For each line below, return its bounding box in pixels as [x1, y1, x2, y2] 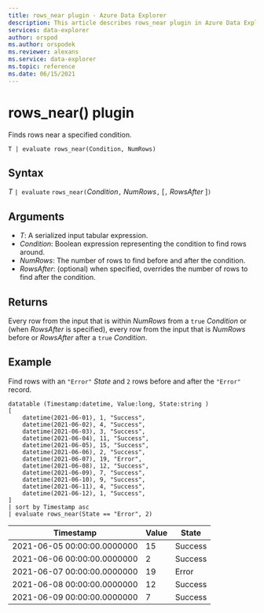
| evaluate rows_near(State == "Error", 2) [8, 510, 153, 518]
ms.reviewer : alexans [8, 48, 79, 56]
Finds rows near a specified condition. [8, 130, 132, 139]
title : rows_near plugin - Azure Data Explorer [8, 11, 167, 20]
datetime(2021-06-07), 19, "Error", [22, 455, 143, 463]
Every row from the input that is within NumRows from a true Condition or [8, 316, 247, 325]
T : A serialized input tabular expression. [19, 231, 148, 240]
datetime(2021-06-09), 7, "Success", [22, 468, 146, 476]
